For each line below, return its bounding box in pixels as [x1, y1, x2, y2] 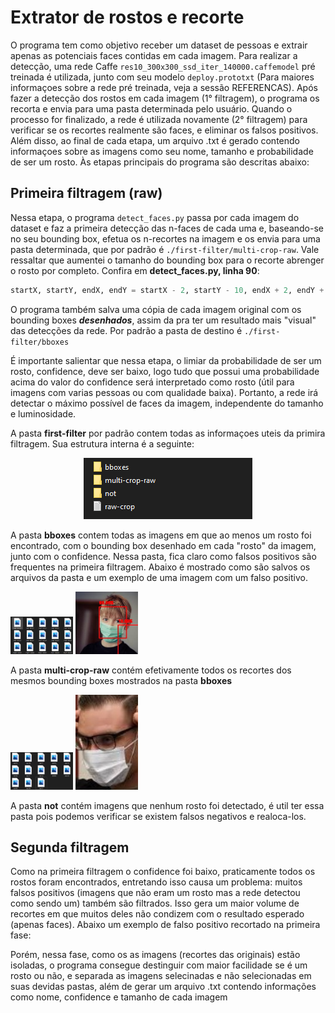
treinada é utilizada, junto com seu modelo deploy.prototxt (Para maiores [10, 71, 315, 83]
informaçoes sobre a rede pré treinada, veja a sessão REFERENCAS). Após [10, 81, 318, 93]
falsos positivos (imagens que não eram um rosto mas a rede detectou [10, 887, 301, 899]
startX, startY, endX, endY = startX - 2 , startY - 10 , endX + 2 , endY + [10, 285, 325, 295]
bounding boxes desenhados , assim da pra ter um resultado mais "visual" [10, 314, 317, 326]
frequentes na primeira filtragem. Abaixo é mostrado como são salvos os [10, 561, 311, 573]
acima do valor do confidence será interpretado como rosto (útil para [10, 376, 295, 388]
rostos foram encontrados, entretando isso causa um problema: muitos [10, 876, 303, 888]
